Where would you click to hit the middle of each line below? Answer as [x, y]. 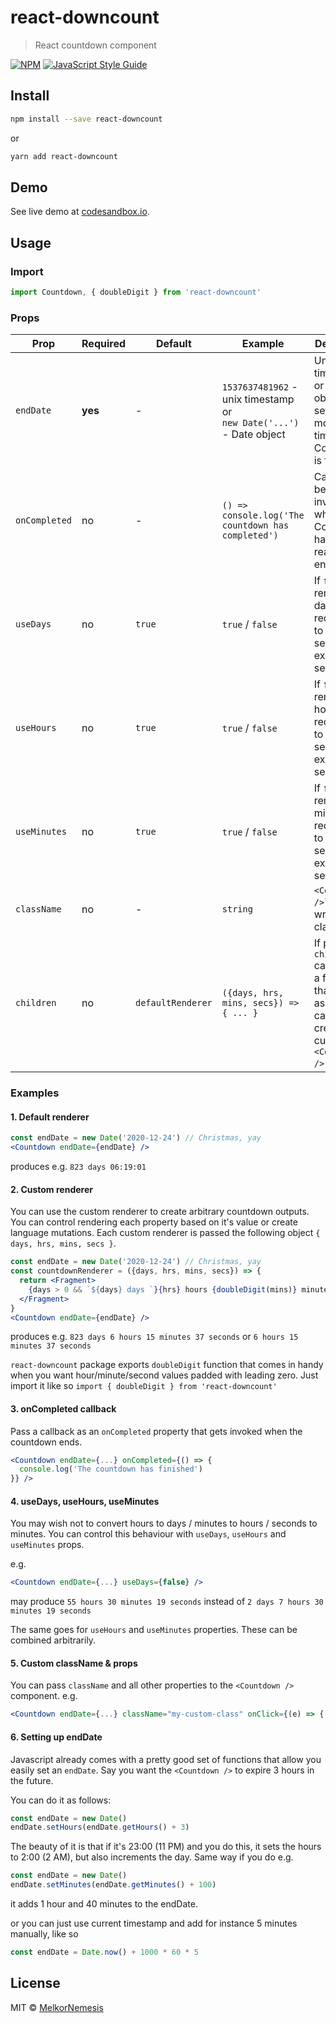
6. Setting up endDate [56, 1737]
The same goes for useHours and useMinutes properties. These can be [154, 1630]
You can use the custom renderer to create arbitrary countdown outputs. [160, 1212]
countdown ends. [46, 1442]
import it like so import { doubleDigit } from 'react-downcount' [144, 1386]
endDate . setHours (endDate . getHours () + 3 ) [100, 1827]
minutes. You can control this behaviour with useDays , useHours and [148, 1534]
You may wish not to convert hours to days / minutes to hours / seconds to [164, 1523]
